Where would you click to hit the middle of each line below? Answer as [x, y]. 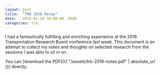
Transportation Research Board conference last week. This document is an [80, 42]
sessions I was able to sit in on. [36, 52]
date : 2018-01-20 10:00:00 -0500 [41, 18]
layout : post [18, 9]
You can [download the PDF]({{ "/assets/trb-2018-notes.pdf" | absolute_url [80, 61]
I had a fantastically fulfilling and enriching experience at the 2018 [71, 37]
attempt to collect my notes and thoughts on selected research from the [77, 47]
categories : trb [21, 23]
